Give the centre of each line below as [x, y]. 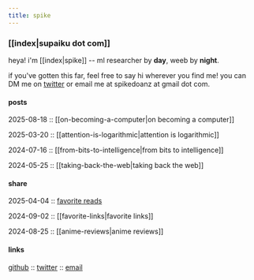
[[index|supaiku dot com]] [59, 43]
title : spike [30, 15]
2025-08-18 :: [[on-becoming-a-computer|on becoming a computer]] [121, 120]
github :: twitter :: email [45, 267]
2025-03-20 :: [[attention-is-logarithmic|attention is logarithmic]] [114, 135]
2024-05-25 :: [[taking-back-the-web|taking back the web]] [106, 166]
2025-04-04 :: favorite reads [55, 201]
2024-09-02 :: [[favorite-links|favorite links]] [81, 216]
